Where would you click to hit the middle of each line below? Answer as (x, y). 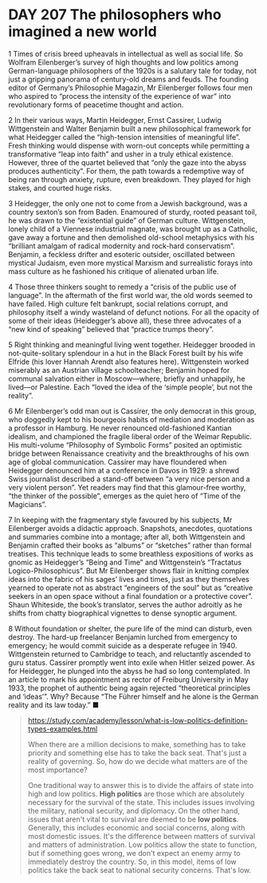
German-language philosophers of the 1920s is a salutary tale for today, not (132, 70)
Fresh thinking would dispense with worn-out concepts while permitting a (129, 145)
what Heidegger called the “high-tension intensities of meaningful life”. (124, 137)
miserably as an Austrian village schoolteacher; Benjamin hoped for (119, 370)
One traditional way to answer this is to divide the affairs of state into (140, 785)
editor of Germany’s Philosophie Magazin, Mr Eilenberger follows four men (131, 87)
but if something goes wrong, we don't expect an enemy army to (134, 853)
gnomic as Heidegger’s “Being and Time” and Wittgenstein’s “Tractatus (125, 562)
